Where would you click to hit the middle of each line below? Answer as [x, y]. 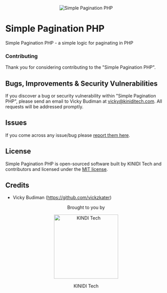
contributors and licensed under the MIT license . [57, 169]
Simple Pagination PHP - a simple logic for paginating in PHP [69, 43]
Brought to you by [86, 207]
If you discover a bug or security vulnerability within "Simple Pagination [81, 96]
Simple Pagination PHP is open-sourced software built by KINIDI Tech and [83, 164]
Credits [17, 185]
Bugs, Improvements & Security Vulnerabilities [81, 83]
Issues [16, 123]
